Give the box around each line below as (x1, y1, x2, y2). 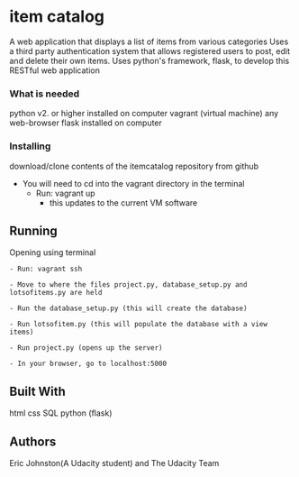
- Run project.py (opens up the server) (9, 344, 164, 353)
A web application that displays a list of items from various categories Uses (9, 36, 289, 47)
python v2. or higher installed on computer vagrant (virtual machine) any (9, 108, 279, 119)
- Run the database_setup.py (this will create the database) (9, 304, 248, 313)
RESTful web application (9, 65, 101, 76)
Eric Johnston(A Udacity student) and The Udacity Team (9, 457, 220, 468)
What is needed (9, 87, 80, 100)
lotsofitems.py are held (9, 289, 103, 298)
